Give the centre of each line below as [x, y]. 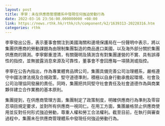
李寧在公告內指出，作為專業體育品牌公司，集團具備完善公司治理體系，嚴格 [80, 71]
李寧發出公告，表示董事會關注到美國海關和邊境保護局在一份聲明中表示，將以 [82, 43]
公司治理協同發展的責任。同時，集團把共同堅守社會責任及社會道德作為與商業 [82, 83]
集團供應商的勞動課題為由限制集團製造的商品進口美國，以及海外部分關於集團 [82, 49]
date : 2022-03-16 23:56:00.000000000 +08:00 [51, 19]
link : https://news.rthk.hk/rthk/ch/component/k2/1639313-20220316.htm [80, 23]
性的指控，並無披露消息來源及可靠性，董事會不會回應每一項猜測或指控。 [78, 61]
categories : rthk [23, 28]
